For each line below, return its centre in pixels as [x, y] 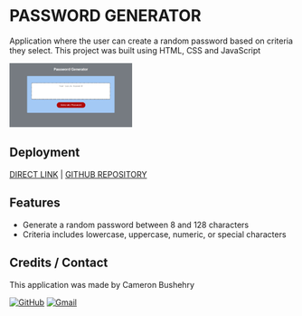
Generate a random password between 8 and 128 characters [136, 225]
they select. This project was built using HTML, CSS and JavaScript [135, 50]
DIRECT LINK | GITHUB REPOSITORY [78, 174]
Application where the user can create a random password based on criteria [151, 41]
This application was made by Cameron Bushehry [102, 284]
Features [35, 203]
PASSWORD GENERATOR [105, 16]
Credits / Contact [59, 263]
